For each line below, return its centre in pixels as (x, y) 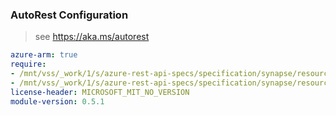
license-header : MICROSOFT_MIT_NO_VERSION (100, 92)
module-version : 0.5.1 (57, 101)
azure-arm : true (44, 55)
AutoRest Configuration (69, 15)
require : (28, 64)
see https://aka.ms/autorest (92, 37)
